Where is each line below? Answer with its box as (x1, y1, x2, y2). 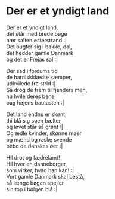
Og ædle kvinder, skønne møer (6, 130, 82, 137)
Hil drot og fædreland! (6, 154, 61, 161)
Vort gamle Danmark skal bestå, (6, 173, 85, 180)
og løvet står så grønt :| (6, 123, 64, 130)
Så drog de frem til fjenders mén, (6, 86, 88, 93)
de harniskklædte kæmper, (6, 74, 73, 81)
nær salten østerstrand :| (6, 36, 67, 44)
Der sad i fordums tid (6, 67, 58, 74)
